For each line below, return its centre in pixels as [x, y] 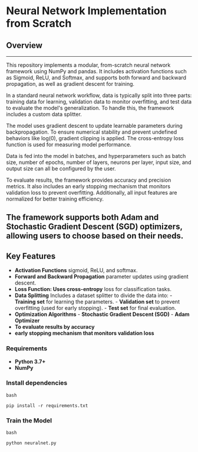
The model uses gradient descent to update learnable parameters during [94, 126]
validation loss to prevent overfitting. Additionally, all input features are [92, 193]
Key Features [31, 256]
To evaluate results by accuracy [55, 327]
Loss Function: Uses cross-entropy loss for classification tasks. [93, 289]
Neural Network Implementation [86, 11]
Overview [24, 45]
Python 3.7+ [30, 361]
